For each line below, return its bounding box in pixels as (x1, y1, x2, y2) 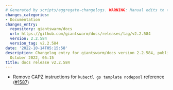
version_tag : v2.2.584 (10, 41, 59, 46)
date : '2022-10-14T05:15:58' (5, 46, 68, 51)
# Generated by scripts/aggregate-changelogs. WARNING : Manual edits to (5, 7, 165, 13)
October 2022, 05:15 (10, 55, 54, 60)
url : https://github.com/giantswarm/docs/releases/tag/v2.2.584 (10, 31, 151, 36)
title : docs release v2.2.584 (5, 60, 71, 65)
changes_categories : (5, 12, 50, 17)
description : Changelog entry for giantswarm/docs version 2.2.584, (5, 50, 155, 55)
